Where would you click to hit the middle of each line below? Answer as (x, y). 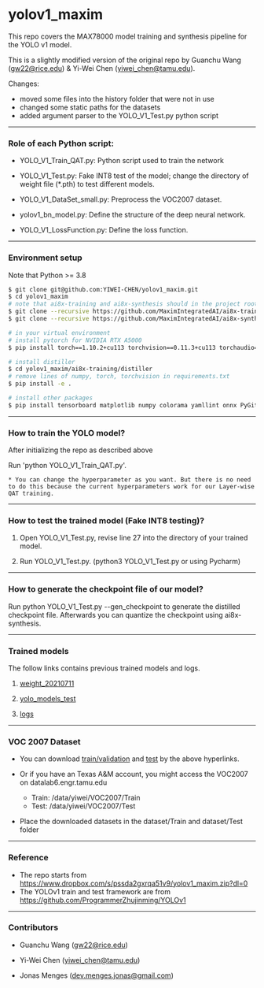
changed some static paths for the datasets (90, 107)
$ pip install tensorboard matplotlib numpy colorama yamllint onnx (123, 405)
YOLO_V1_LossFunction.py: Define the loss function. (104, 230)
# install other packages (50, 398)
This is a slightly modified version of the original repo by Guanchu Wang (125, 60)
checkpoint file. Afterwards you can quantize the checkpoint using (116, 615)
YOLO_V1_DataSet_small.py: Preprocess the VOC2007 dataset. (121, 199)
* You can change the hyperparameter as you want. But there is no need (130, 480)
